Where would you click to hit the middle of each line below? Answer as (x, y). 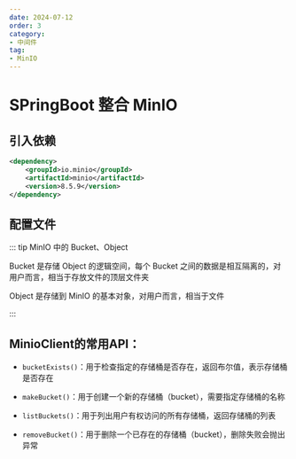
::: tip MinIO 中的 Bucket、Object (69, 247)
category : (27, 34)
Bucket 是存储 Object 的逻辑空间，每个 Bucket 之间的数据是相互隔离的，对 (145, 266)
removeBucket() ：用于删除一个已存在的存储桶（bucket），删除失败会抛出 (153, 434)
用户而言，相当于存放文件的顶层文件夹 (79, 277)
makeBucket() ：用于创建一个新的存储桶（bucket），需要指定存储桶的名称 (153, 397)
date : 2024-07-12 (41, 17)
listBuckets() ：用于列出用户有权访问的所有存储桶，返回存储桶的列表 (149, 416)
